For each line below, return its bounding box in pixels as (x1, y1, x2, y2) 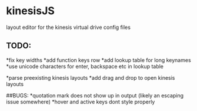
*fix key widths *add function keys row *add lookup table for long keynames (6, 56, 191, 63)
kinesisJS (6, 4, 55, 18)
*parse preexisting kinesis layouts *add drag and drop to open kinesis (6, 74, 175, 81)
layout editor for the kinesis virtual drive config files (6, 24, 131, 31)
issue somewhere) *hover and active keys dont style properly (6, 98, 155, 105)
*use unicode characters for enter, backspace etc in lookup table (6, 63, 163, 70)
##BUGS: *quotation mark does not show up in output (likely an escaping (6, 92, 184, 99)
